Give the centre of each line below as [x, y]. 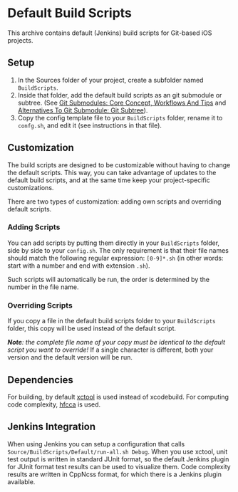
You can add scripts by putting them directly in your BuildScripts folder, [113, 243]
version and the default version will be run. [70, 357]
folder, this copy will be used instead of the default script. [92, 328]
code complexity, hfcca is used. [54, 404]
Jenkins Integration [52, 427]
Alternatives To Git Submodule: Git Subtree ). [83, 110]
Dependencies [40, 380]
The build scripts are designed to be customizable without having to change [119, 164]
